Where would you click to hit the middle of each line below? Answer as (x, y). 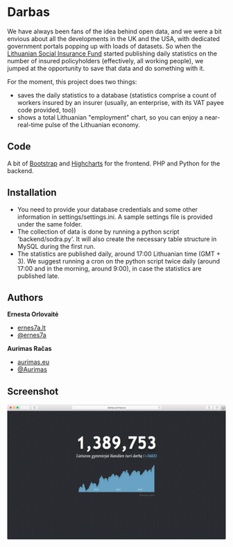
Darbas (29, 12)
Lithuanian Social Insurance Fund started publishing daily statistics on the (112, 54)
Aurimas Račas (29, 349)
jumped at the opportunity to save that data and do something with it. (106, 68)
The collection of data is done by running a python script (98, 231)
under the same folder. (50, 224)
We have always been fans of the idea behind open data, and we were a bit (114, 31)
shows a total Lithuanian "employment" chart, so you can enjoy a (110, 117)
